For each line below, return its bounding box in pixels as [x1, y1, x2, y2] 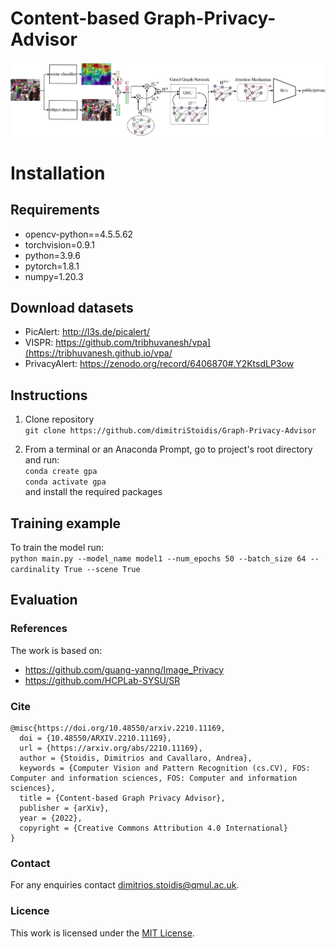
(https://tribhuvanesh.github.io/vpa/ [24, 347, 173, 359]
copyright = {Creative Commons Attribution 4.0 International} [19, 823, 288, 834]
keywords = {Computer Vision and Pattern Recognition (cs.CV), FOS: [19, 763, 311, 774]
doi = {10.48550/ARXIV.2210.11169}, [19, 733, 172, 744]
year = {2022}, [19, 813, 83, 824]
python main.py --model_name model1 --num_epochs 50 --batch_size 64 [10, 554, 307, 564]
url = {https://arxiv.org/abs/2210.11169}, [19, 743, 203, 754]
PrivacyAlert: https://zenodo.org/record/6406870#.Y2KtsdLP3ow [24, 358, 295, 370]
